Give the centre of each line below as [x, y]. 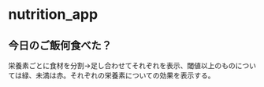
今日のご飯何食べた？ [60, 45]
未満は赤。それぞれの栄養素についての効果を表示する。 [125, 75]
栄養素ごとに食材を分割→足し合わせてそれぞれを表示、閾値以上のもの [122, 65]
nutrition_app [53, 14]
